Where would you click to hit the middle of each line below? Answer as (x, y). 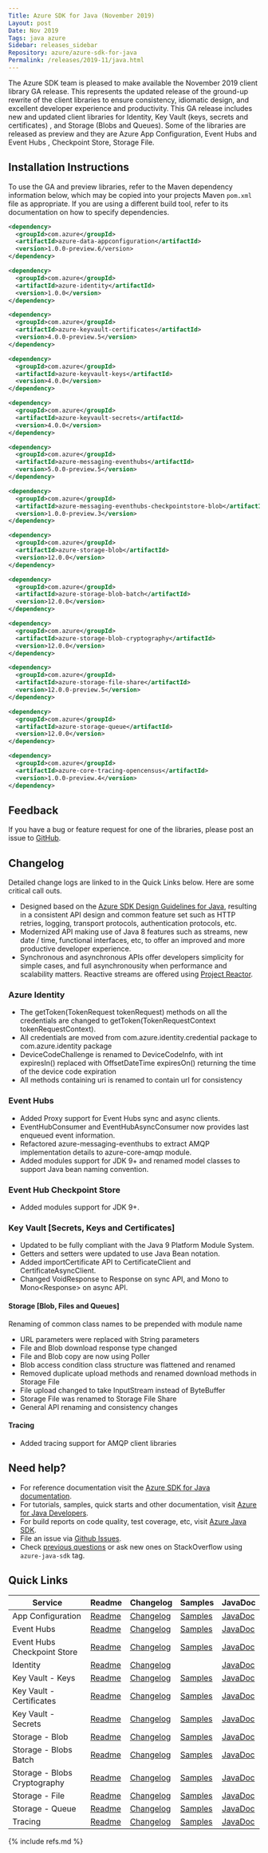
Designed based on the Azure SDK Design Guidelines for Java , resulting (138, 906)
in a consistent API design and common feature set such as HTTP (128, 915)
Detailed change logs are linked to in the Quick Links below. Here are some (131, 882)
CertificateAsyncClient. (58, 1271)
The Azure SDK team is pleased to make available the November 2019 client (133, 83)
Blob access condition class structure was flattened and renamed (127, 1364)
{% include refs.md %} (46, 1842)
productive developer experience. (75, 949)
